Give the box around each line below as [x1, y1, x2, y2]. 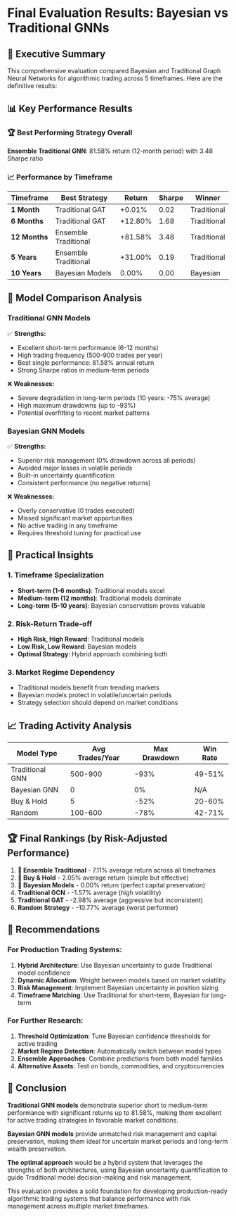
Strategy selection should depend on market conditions [17, 699, 178, 707]
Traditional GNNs [7, 20, 110, 36]
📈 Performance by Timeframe [7, 172, 113, 182]
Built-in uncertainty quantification [17, 470, 114, 480]
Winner [195, 192, 221, 202]
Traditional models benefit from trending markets [17, 683, 159, 692]
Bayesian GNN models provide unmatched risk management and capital [7, 1129, 217, 1138]
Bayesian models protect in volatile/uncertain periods [17, 691, 172, 699]
